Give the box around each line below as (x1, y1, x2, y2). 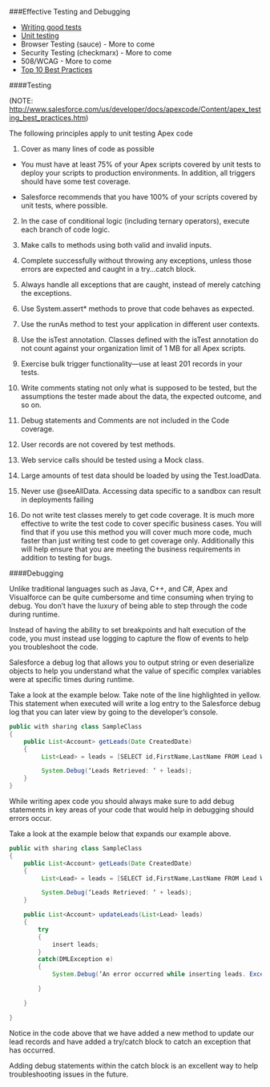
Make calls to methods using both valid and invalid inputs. (20, 240, 212, 249)
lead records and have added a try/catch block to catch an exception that (9, 1036, 252, 1046)
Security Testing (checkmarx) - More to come (20, 48, 172, 57)
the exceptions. (20, 289, 72, 297)
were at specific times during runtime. (9, 675, 135, 684)
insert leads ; (51, 940, 99, 948)
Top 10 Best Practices (20, 65, 93, 75)
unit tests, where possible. (20, 200, 108, 210)
